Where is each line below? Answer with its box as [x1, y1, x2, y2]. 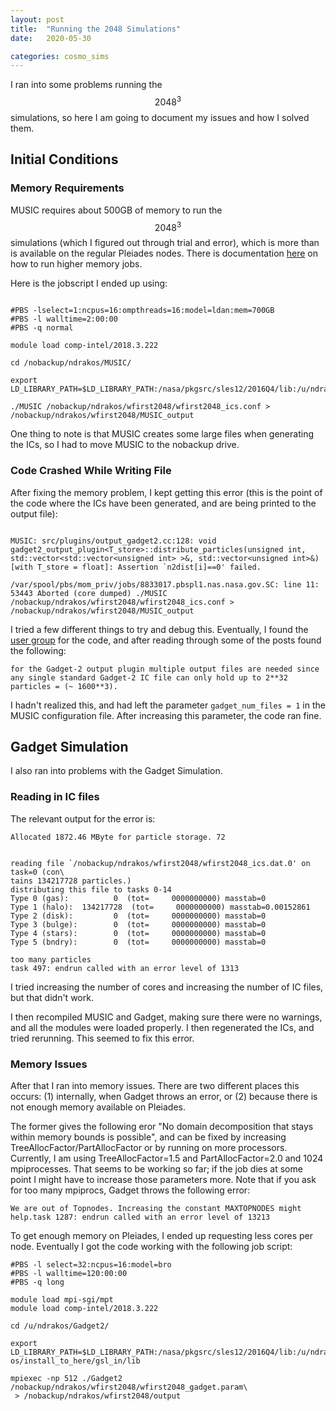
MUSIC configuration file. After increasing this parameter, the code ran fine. [10, 709, 322, 721]
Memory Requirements [10, 181, 125, 195]
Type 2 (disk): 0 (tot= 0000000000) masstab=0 [10, 911, 267, 921]
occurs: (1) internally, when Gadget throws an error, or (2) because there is [10, 1090, 318, 1102]
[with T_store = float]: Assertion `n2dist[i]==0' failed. [10, 562, 262, 572]
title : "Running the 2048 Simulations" [10, 24, 182, 34]
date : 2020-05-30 [10, 33, 92, 43]
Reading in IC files [10, 790, 100, 804]
